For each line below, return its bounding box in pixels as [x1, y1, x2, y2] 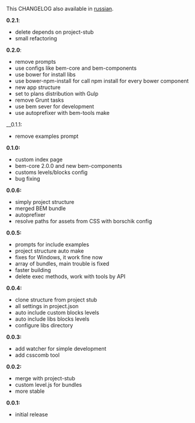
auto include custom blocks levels [14, 309, 99, 316]
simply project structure [14, 199, 75, 205]
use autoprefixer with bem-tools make [14, 110, 110, 116]
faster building [14, 267, 51, 273]
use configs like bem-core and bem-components [14, 64, 137, 72]
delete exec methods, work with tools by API [14, 273, 126, 280]
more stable [14, 387, 45, 395]
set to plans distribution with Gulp [14, 90, 99, 97]
